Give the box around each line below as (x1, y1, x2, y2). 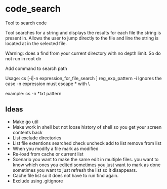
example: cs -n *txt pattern (5, 90, 62, 96)
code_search (5, 3, 61, 15)
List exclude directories (12, 135, 62, 141)
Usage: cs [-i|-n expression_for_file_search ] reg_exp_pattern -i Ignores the (5, 75, 162, 81)
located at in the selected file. (5, 40, 67, 46)
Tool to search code (5, 20, 47, 26)
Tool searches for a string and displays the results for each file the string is (5, 29, 161, 35)
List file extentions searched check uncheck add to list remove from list (12, 140, 162, 146)
